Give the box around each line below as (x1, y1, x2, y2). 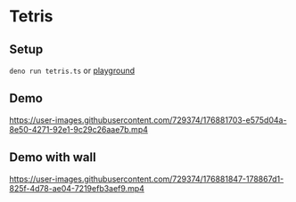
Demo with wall (9, 149, 96, 166)
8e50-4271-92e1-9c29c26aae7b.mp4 (9, 124, 149, 134)
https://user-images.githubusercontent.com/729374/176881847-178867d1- (9, 174, 284, 184)
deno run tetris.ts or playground (9, 65, 136, 76)
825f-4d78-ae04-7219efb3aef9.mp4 (9, 182, 145, 193)
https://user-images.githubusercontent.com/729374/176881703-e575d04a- (9, 114, 287, 125)
